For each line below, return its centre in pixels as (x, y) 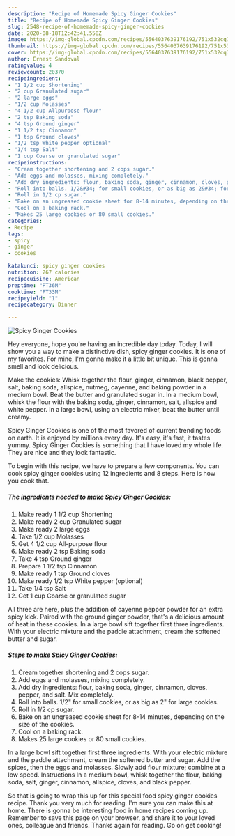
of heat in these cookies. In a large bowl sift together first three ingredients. (116, 624)
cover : (17, 53)
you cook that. (29, 481)
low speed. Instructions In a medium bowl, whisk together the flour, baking (115, 775)
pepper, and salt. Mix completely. (66, 695)
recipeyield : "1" (33, 298)
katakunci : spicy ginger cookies (56, 266)
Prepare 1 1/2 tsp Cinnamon (57, 566)
